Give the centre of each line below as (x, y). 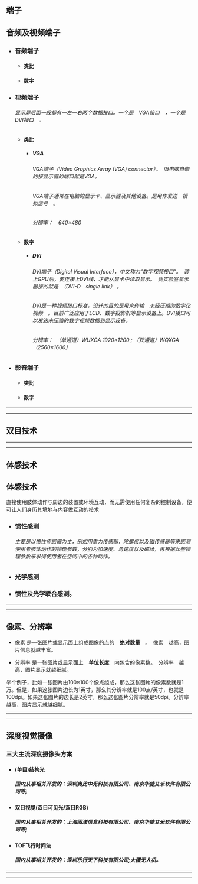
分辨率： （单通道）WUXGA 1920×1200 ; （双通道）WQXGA (106, 340)
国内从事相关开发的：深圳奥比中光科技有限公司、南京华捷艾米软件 (95, 784)
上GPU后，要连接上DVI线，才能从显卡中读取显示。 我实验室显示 (110, 279)
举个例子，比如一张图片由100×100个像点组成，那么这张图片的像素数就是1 (95, 682)
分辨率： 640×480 (57, 223)
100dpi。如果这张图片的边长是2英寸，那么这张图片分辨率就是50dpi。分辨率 (98, 697)
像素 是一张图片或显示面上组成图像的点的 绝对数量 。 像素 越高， (99, 642)
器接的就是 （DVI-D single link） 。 (76, 286)
